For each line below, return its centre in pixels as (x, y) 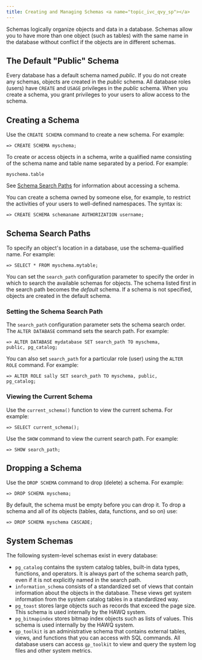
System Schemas (40, 541)
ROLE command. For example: (43, 365)
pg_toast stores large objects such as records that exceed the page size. (105, 606)
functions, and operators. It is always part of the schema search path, (101, 574)
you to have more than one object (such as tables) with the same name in (97, 35)
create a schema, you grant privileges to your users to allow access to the (98, 95)
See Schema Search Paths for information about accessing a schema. (93, 186)
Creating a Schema (43, 120)
